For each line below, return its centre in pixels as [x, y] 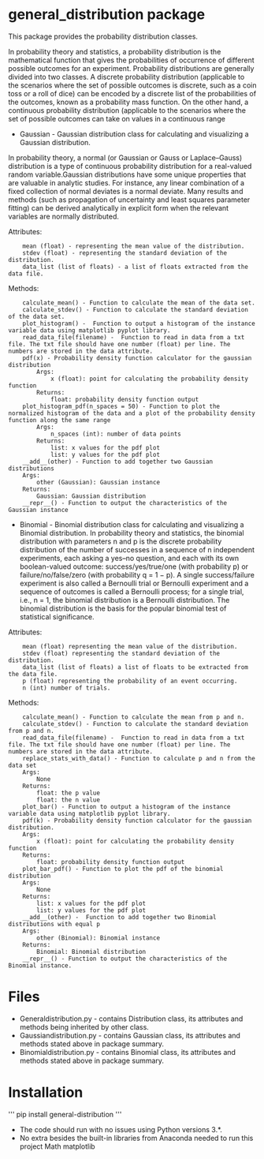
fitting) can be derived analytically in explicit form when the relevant [119, 207]
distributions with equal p [54, 924]
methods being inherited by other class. [84, 1026]
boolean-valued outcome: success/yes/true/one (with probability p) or [134, 566]
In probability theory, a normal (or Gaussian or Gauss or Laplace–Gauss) [125, 157]
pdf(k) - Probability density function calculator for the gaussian [137, 821]
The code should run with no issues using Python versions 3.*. [121, 1129]
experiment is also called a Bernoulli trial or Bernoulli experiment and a [134, 583]
